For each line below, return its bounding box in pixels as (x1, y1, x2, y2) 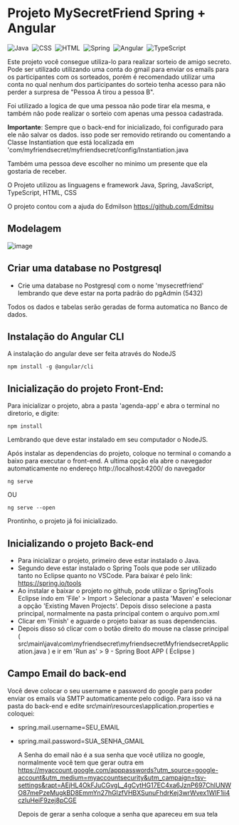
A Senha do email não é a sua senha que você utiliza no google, (17, 750, 206, 759)
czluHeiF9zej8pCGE (17, 796, 77, 804)
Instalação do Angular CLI (7, 330, 124, 342)
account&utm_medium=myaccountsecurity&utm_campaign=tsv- (17, 773, 207, 782)
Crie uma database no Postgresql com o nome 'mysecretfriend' (17, 281, 204, 290)
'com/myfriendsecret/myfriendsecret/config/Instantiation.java (7, 145, 188, 154)
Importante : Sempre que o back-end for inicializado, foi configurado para (7, 122, 224, 131)
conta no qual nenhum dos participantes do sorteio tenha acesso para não (7, 80, 226, 88)
